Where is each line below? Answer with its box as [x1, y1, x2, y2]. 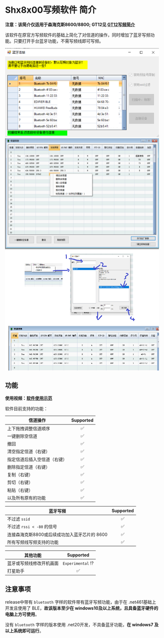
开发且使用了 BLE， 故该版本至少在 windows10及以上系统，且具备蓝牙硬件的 [5, 605, 159, 611]
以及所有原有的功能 [7, 495, 46, 501]
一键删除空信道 [7, 433, 38, 439]
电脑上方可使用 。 [5, 611, 40, 617]
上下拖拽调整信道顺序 [7, 425, 50, 431]
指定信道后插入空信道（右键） [7, 456, 67, 462]
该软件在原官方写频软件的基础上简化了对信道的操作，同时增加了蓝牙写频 [5, 32, 150, 38]
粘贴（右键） [7, 487, 33, 493]
